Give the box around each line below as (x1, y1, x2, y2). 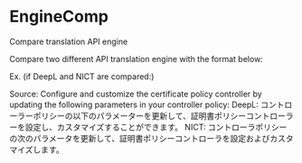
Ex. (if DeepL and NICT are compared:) (9, 70, 155, 82)
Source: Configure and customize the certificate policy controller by (9, 88, 262, 99)
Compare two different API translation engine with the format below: (9, 53, 264, 64)
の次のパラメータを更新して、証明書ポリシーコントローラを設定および (9, 132, 270, 143)
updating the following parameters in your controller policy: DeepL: (9, 99, 260, 110)
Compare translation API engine (9, 36, 128, 47)
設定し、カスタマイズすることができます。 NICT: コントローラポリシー (24, 122, 288, 132)
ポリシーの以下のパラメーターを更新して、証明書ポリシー (33, 110, 247, 121)
